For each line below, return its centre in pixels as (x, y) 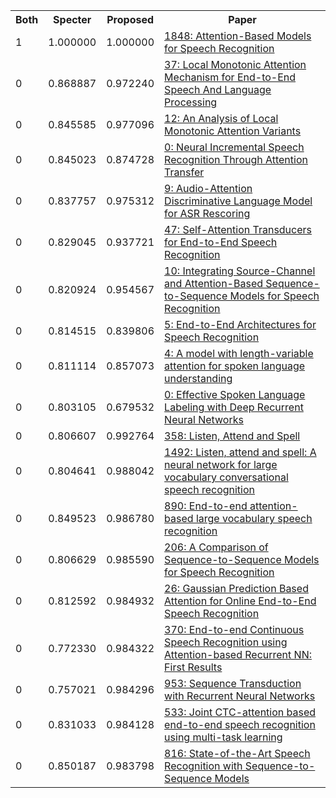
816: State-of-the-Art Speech (237, 753)
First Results (193, 667)
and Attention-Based (214, 283)
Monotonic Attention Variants (233, 131)
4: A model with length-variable (239, 353)
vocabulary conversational (226, 477)
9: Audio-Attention (208, 188)
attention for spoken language (235, 366)
